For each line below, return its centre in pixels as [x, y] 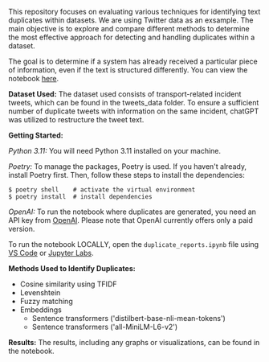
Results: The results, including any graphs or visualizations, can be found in [134, 342]
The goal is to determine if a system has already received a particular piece [133, 61]
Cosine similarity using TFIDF [68, 284]
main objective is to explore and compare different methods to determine [129, 29]
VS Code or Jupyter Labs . [51, 253]
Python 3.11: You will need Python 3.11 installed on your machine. [115, 151]
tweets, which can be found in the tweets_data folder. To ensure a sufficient [134, 103]
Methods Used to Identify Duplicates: [72, 268]
